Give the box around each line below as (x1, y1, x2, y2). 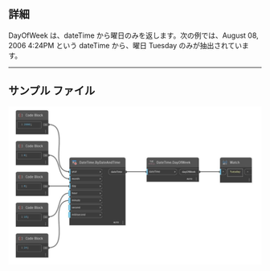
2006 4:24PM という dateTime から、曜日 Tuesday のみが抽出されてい (8, 40, 243, 50)
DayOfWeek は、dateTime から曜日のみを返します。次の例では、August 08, (8, 31, 259, 40)
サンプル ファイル (8, 84, 96, 98)
